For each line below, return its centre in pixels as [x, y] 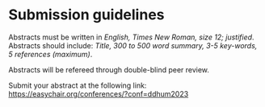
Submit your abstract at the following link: [78, 85]
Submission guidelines [86, 15]
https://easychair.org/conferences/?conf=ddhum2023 [99, 93]
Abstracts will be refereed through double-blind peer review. [109, 69]
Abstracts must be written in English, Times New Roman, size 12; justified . [131, 37]
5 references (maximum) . [50, 54]
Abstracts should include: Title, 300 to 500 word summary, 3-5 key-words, [133, 45]
